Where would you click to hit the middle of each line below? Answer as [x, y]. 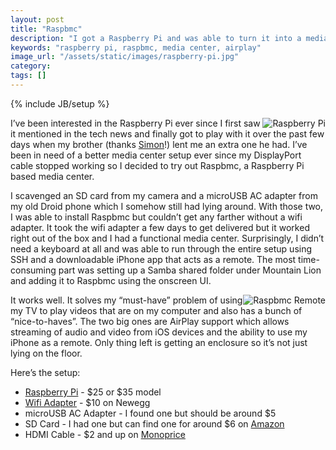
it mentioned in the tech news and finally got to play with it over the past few [167, 133]
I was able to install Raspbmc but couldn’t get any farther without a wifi [156, 217]
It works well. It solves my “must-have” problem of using [126, 300]
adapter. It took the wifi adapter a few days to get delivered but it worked [160, 227]
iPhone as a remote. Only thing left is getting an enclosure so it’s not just [159, 342]
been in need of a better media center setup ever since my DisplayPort [156, 155]
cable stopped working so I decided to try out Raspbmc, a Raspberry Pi [157, 165]
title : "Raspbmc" [46, 29]
